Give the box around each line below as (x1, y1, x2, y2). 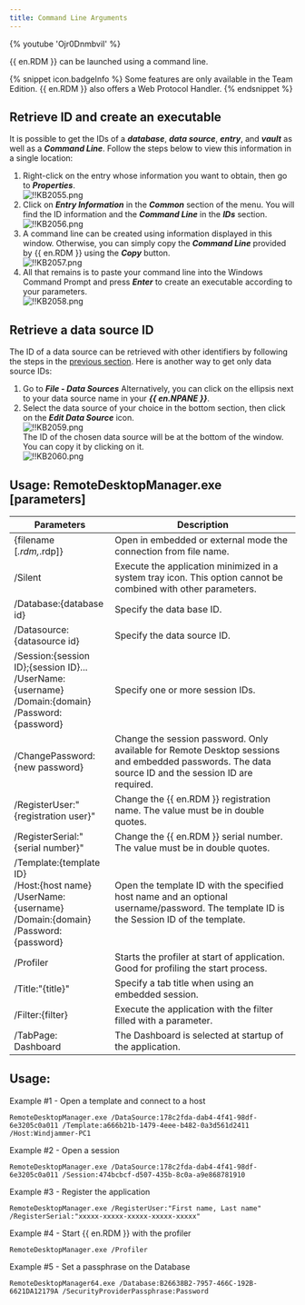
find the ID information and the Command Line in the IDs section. (22, 209, 268, 220)
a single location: (9, 153, 74, 164)
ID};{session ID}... (14, 661, 88, 673)
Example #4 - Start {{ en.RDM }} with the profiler (9, 1228, 192, 1239)
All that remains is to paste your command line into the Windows (22, 267, 263, 278)
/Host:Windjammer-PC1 (9, 1129, 92, 1138)
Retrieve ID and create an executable (9, 110, 222, 125)
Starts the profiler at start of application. (114, 951, 285, 963)
